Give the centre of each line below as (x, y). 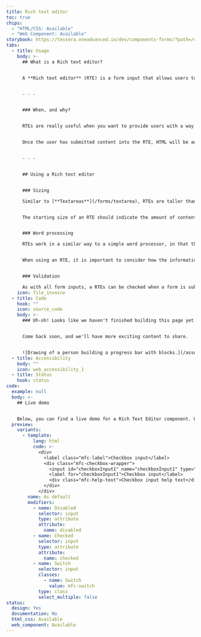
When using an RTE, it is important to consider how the (95, 260)
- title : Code (29, 298)
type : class (53, 591)
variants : (29, 430)
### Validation (41, 276)
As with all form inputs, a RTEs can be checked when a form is (104, 287)
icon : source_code (40, 309)
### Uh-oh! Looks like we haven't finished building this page (103, 321)
